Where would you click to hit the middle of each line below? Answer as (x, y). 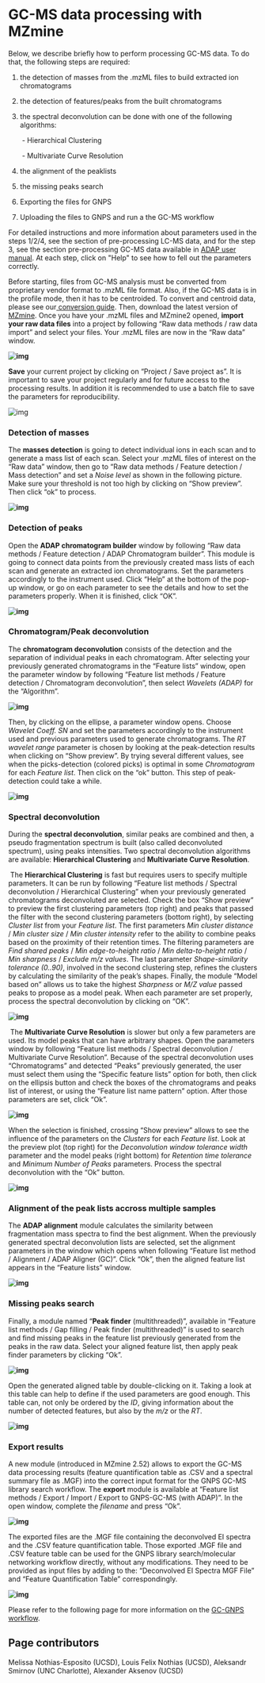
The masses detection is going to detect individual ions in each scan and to (132, 450)
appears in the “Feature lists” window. (70, 1268)
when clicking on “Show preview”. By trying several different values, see (126, 755)
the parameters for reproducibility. (64, 396)
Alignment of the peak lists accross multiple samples (112, 1208)
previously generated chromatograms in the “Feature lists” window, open (127, 666)
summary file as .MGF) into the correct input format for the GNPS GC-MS (127, 1481)
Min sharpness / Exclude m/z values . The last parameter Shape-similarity (128, 959)
